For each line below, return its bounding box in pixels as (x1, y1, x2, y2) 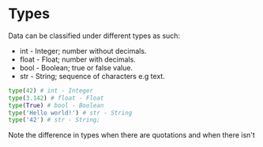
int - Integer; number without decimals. (19, 46, 147, 55)
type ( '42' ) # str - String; (8, 116, 101, 124)
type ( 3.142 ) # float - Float (8, 94, 104, 102)
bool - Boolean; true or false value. (19, 62, 133, 72)
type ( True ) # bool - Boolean (8, 101, 104, 109)
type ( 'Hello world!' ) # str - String (8, 108, 133, 117)
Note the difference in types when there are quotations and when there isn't (8, 130, 255, 140)
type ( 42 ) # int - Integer (8, 86, 93, 95)
